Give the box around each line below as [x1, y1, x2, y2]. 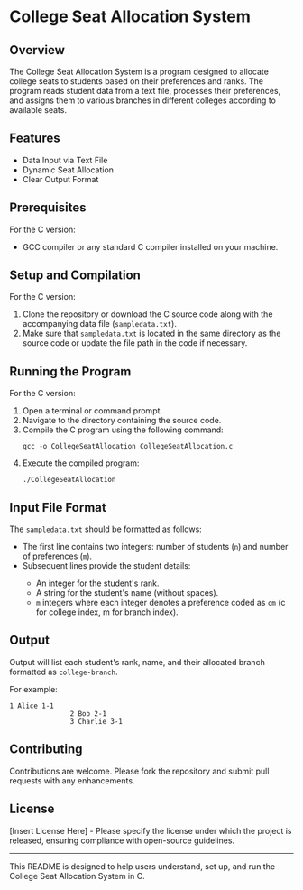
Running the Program [9, 364, 132, 379]
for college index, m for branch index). [35, 607, 179, 617]
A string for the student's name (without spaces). [35, 588, 219, 598]
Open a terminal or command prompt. [22, 405, 163, 416]
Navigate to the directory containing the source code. [22, 415, 222, 426]
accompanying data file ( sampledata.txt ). [22, 319, 178, 329]
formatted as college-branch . [9, 666, 118, 677]
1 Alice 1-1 [9, 701, 54, 710]
